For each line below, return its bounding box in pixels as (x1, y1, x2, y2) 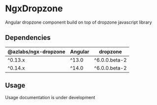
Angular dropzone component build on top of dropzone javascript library (5, 19, 152, 25)
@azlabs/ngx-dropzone (7, 48, 65, 55)
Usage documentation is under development (5, 94, 95, 100)
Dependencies (5, 34, 51, 42)
